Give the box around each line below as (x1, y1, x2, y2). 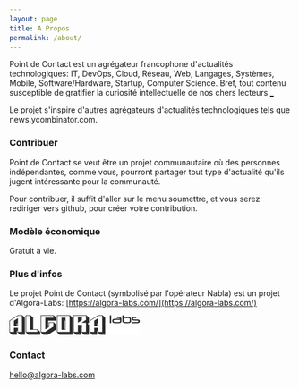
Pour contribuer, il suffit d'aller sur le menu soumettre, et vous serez (9, 193, 261, 204)
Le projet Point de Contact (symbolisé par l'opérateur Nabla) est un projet (9, 288, 280, 299)
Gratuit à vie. (9, 245, 56, 256)
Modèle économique (9, 224, 101, 237)
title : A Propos (9, 23, 70, 33)
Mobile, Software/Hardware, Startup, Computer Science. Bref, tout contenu (9, 78, 286, 89)
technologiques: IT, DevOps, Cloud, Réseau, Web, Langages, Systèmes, (9, 68, 275, 80)
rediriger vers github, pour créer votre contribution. (9, 202, 199, 214)
